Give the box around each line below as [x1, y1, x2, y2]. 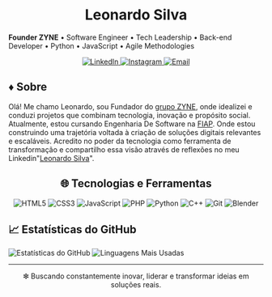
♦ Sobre [8, 80, 48, 94]
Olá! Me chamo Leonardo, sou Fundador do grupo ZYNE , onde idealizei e [8, 101, 253, 111]
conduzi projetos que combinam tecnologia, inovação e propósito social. [8, 110, 251, 120]
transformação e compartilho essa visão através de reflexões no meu [8, 144, 240, 155]
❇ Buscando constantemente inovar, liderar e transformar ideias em [23, 271, 249, 281]
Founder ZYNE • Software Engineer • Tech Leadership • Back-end [8, 32, 232, 42]
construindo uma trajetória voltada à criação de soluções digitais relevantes [8, 127, 261, 137]
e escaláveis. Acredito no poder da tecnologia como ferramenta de [8, 136, 232, 146]
